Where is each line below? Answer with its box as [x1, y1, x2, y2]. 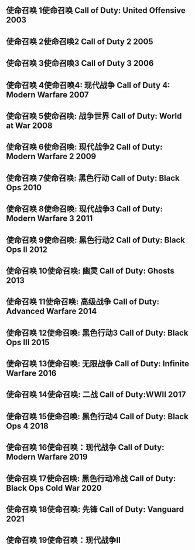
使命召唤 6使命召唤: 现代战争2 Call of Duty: [6, 142, 163, 152]
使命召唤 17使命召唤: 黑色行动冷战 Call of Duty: [6, 473, 176, 483]
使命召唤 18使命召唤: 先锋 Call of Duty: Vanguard [6, 504, 184, 515]
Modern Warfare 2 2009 [6, 151, 97, 161]
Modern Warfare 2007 [6, 90, 89, 100]
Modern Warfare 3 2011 [6, 214, 93, 224]
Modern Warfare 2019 [6, 452, 88, 462]
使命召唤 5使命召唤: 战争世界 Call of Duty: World [6, 111, 182, 121]
